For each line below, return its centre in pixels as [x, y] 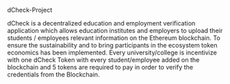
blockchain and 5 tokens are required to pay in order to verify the [100, 67]
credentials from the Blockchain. [54, 74]
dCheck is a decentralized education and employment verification [101, 23]
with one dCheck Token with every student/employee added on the [104, 60]
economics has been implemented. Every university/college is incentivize [112, 52]
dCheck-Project [30, 10]
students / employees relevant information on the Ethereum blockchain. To [114, 38]
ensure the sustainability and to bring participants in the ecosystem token [112, 45]
